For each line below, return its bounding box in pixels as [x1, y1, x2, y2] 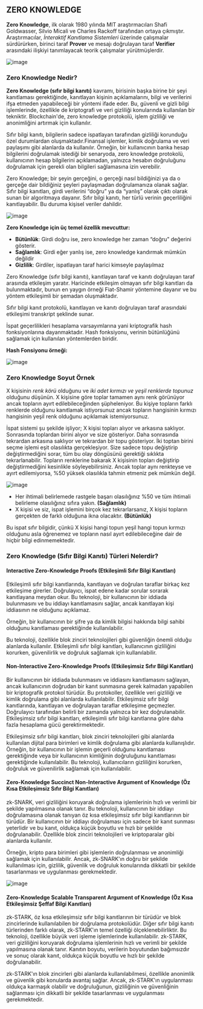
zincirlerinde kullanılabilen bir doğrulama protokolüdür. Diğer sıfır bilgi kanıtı [6, 920, 195, 927]
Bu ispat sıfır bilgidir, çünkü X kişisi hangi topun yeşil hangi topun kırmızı [6, 524, 185, 531]
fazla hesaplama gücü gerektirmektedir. [6, 721, 105, 728]
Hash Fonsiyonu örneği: [6, 347, 68, 354]
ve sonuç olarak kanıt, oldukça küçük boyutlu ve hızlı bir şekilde [6, 952, 165, 959]
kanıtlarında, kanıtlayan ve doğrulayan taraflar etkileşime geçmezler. [6, 701, 176, 709]
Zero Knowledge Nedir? [6, 73, 77, 82]
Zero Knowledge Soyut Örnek [6, 374, 95, 382]
